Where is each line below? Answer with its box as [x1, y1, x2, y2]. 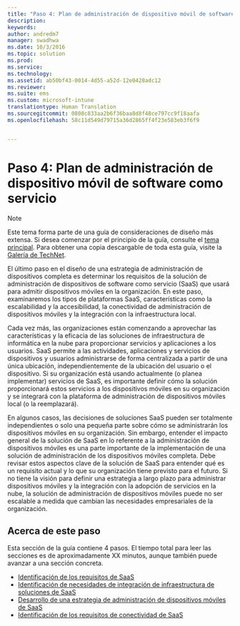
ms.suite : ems [7, 90, 50, 97]
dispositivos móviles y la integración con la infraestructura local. [7, 310, 196, 318]
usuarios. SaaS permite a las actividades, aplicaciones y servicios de [7, 346, 211, 355]
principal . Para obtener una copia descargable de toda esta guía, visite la [7, 243, 223, 251]
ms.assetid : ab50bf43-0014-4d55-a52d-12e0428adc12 [7, 76, 161, 84]
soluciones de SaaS [17, 588, 76, 597]
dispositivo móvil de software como [7, 175, 224, 191]
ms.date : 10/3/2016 [7, 44, 66, 51]
